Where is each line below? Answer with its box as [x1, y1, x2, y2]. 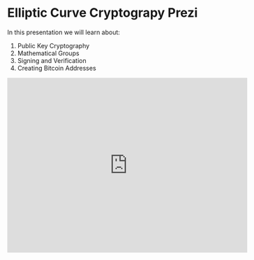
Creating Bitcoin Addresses [17, 64, 96, 72]
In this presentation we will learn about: [7, 28, 121, 36]
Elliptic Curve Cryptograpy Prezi [7, 5, 198, 21]
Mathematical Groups [17, 49, 80, 57]
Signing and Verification [17, 56, 87, 64]
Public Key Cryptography [17, 41, 90, 50]
